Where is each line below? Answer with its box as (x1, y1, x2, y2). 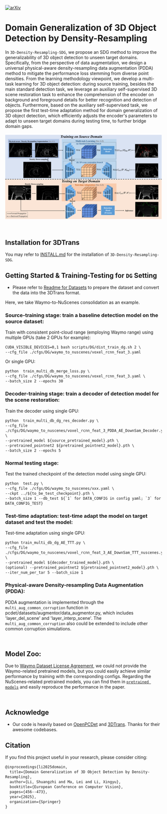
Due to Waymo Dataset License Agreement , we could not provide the (5, 663, 147, 669)
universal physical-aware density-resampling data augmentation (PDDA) (5, 65, 154, 71)
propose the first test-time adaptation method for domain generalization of (5, 107, 158, 113)
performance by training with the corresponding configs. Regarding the (5, 674, 152, 680)
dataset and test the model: (5, 519, 73, 525)
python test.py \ (5, 481, 43, 486)
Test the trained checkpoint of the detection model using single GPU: (5, 471, 147, 477)
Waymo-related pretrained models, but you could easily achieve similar (5, 668, 151, 674)
